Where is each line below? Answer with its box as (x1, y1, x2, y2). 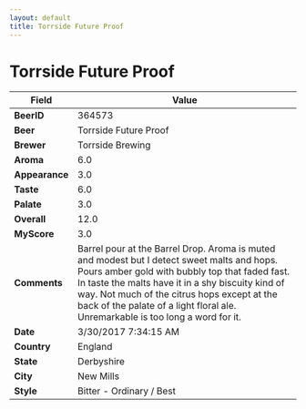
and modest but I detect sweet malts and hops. (76, 254, 278, 267)
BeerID (14, 109, 45, 122)
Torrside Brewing (76, 138, 151, 151)
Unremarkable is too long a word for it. (76, 311, 241, 323)
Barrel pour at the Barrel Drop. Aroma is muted (76, 242, 276, 255)
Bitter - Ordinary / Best (76, 384, 176, 397)
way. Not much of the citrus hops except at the (76, 288, 278, 301)
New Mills (76, 370, 120, 383)
